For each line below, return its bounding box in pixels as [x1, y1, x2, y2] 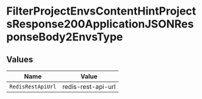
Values [6, 54, 34, 64]
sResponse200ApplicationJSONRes [6, 17, 194, 31]
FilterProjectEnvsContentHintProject [6, 4, 197, 18]
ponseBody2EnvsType [6, 30, 123, 44]
